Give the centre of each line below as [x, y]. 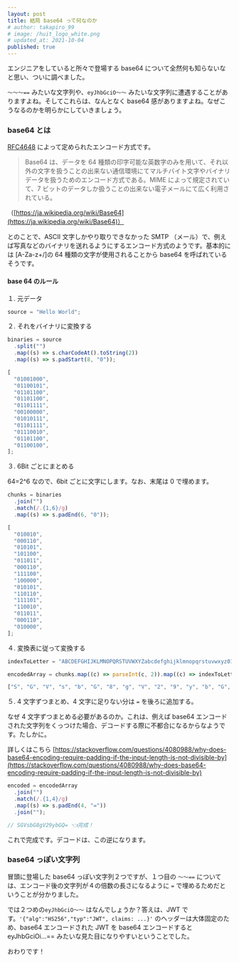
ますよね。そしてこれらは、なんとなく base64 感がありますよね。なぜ [116, 101]
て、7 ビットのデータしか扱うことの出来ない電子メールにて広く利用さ [127, 189]
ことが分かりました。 [51, 894]
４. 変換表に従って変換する [47, 647]
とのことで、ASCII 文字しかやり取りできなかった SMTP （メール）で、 [111, 237]
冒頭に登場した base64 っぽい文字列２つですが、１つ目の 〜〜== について [115, 877]
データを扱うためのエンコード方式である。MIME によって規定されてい [127, 180]
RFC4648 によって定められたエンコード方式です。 [81, 147]
